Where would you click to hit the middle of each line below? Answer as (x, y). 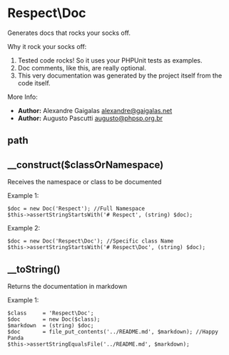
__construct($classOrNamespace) (86, 165)
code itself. (34, 83)
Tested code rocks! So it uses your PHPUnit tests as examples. (110, 60)
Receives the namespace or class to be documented (85, 182)
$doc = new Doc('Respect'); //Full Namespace (76, 209)
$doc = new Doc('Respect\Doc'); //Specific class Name (91, 241)
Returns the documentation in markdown (67, 286)
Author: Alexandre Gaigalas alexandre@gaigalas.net (95, 110)
